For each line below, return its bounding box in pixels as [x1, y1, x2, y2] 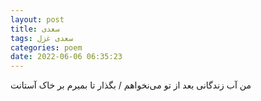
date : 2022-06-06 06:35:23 [10, 52, 123, 62]
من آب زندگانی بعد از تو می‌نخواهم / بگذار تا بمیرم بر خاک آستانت [10, 79, 252, 91]
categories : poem [10, 42, 83, 53]
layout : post [10, 14, 65, 25]
